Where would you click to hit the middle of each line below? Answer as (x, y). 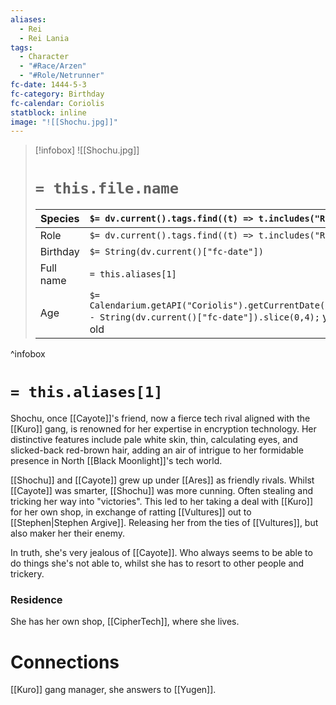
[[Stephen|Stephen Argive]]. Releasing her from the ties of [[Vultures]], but (164, 523)
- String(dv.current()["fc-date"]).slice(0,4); (204, 317)
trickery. (27, 574)
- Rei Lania (44, 38)
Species (60, 219)
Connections (65, 662)
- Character (44, 57)
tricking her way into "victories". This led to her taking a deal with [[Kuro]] (162, 502)
